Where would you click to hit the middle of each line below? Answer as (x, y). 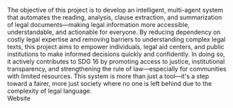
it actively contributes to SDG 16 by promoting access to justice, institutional (116, 61)
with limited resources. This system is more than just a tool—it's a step (108, 76)
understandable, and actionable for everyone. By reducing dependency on (114, 32)
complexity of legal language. (50, 91)
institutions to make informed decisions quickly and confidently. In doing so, (116, 54)
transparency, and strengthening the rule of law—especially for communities (117, 69)
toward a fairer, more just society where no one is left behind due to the (110, 83)
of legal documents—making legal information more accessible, (98, 25)
